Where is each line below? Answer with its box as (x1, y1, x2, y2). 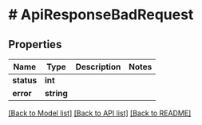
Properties (8, 38, 62, 51)
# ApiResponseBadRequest (8, 6, 194, 24)
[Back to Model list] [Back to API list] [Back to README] (8, 108, 192, 118)
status (12, 75, 38, 86)
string (44, 88, 68, 99)
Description (75, 62, 121, 72)
